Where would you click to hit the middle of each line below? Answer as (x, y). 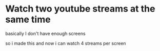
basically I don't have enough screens (45, 33)
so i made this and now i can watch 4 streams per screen (66, 43)
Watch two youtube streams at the (80, 9)
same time (28, 19)
